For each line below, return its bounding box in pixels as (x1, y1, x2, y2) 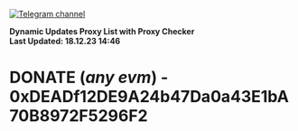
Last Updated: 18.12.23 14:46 (9, 36, 121, 46)
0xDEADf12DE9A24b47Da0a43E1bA (9, 87, 289, 108)
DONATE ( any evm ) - (9, 68, 169, 88)
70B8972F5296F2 (9, 106, 148, 126)
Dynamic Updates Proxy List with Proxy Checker (9, 26, 195, 36)
